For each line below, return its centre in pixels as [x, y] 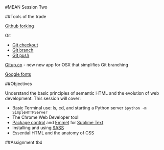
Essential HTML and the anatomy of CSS [53, 133]
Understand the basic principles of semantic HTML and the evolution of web [82, 93]
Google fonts [18, 74]
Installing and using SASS [38, 128]
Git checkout [25, 45]
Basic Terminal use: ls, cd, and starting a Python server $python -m [79, 108]
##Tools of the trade [26, 16]
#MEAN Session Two [26, 7]
